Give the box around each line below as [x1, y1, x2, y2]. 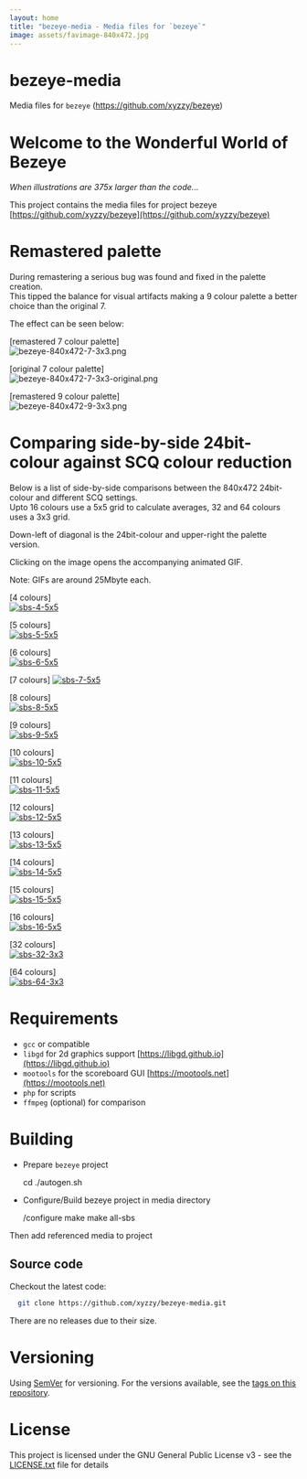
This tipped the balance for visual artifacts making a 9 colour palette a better [9, 291, 298, 302]
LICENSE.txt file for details [9, 1459, 110, 1470]
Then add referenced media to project [9, 1230, 153, 1240]
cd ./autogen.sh [22, 1177, 83, 1187]
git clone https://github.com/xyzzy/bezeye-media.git [17, 1298, 227, 1308]
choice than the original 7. [9, 301, 107, 312]
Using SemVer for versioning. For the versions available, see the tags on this [9, 1377, 297, 1388]
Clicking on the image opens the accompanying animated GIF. [9, 557, 244, 568]
